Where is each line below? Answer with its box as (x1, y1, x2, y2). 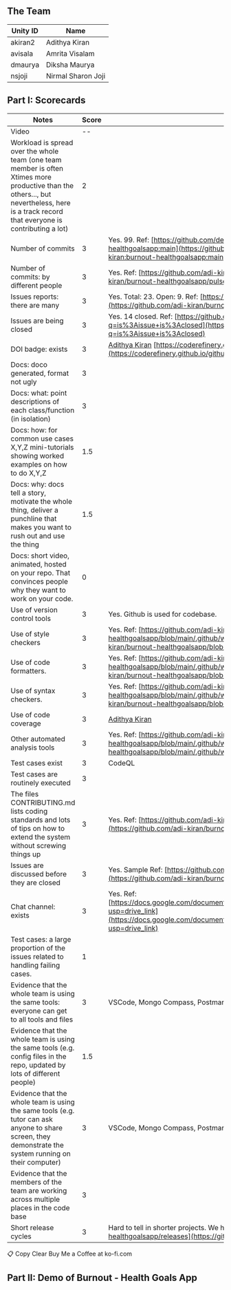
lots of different (10, 1068, 60, 1078)
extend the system (10, 832, 71, 842)
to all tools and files (10, 1015, 74, 1024)
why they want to (10, 585, 67, 595)
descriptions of (10, 396, 60, 406)
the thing (10, 540, 40, 549)
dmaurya (10, 60, 40, 70)
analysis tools (10, 743, 55, 752)
